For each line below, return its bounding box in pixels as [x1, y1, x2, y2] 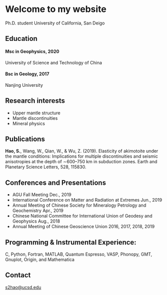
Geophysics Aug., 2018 [12, 218, 60, 224]
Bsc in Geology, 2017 [5, 71, 50, 77]
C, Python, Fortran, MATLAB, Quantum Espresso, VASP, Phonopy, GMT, [5, 251, 153, 257]
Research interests [5, 96, 65, 105]
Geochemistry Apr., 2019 [12, 208, 64, 214]
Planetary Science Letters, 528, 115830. [5, 164, 86, 170]
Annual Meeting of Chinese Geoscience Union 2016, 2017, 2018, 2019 [12, 224, 155, 230]
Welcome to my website [5, 3, 107, 15]
